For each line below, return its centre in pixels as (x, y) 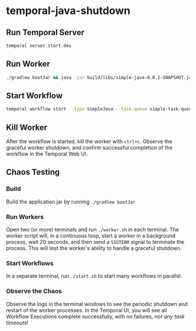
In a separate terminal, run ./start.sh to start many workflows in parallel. (94, 276)
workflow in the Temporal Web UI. (47, 154)
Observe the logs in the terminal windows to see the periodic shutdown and (97, 304)
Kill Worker (27, 127)
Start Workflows (30, 263)
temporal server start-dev (39, 46)
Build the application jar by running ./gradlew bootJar (71, 201)
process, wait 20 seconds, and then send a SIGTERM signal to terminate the (95, 242)
